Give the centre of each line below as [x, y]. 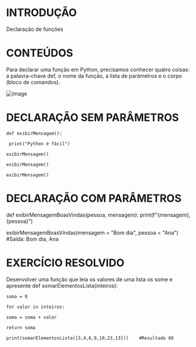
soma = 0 [17, 297]
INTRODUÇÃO [42, 13]
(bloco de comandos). [33, 82]
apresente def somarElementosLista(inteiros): [62, 285]
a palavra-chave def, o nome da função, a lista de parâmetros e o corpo [94, 76]
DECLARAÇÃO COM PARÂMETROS [94, 198]
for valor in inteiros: [36, 307]
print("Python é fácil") [39, 144]
